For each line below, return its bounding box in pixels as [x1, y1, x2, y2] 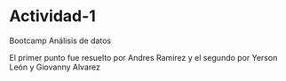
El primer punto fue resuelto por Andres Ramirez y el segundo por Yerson [9, 52, 278, 63]
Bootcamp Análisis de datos [9, 35, 112, 46]
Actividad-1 [9, 6, 96, 26]
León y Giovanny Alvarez [9, 62, 100, 72]
